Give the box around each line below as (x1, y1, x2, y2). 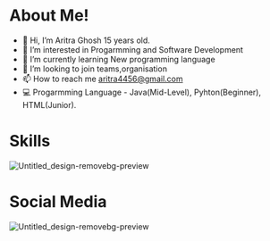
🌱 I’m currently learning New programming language (21, 54, 216, 64)
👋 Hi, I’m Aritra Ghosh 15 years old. (21, 35, 150, 46)
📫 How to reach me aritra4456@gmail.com (21, 73, 183, 84)
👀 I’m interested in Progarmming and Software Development (21, 44, 244, 54)
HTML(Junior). (21, 99, 77, 110)
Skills (9, 131, 51, 152)
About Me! (9, 5, 89, 26)
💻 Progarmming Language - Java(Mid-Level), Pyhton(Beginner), (21, 87, 262, 97)
